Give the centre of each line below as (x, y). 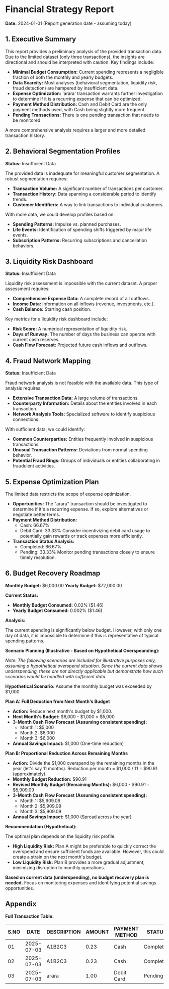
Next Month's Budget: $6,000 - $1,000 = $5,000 (63, 717)
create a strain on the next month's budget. (57, 857)
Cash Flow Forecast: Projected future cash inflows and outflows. (80, 345)
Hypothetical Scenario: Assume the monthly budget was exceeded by (78, 686)
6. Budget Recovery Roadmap (53, 573)
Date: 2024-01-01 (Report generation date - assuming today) (68, 23)
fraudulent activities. (34, 466)
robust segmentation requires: (36, 178)
